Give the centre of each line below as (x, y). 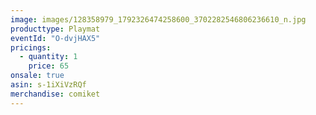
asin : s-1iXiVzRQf (48, 85)
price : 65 (49, 66)
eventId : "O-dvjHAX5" (55, 38)
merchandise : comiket (55, 94)
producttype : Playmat (55, 29)
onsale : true (37, 76)
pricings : (31, 47)
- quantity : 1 (48, 57)
